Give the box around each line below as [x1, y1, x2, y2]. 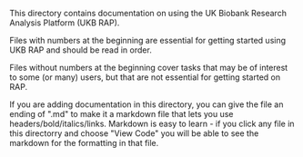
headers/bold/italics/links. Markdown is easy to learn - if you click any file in [9, 118, 295, 129]
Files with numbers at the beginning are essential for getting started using [9, 35, 287, 45]
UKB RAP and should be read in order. [9, 44, 152, 55]
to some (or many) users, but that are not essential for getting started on [9, 72, 280, 83]
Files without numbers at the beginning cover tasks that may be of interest [9, 63, 288, 73]
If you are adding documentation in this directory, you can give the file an [9, 99, 284, 110]
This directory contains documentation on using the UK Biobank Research [9, 8, 287, 18]
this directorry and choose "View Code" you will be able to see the [9, 128, 259, 139]
